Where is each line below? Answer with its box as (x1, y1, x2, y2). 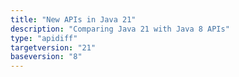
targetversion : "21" (10, 42, 97, 53)
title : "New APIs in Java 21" (10, 14, 137, 25)
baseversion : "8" (10, 52, 83, 62)
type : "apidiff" (10, 33, 78, 43)
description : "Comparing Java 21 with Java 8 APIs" (10, 24, 230, 34)
